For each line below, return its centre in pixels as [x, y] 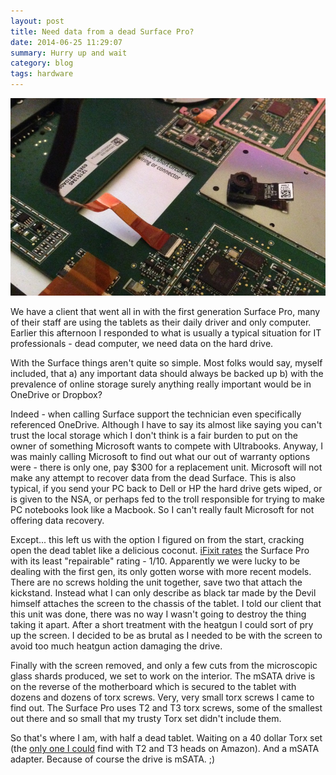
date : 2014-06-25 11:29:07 [66, 42]
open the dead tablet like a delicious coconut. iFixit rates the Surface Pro [160, 551]
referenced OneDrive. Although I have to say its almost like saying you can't [166, 425]
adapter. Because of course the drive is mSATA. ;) [113, 759]
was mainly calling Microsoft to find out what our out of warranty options [160, 457]
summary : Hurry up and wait [69, 53]
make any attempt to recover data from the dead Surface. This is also [153, 478]
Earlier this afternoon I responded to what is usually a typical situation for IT [166, 333]
